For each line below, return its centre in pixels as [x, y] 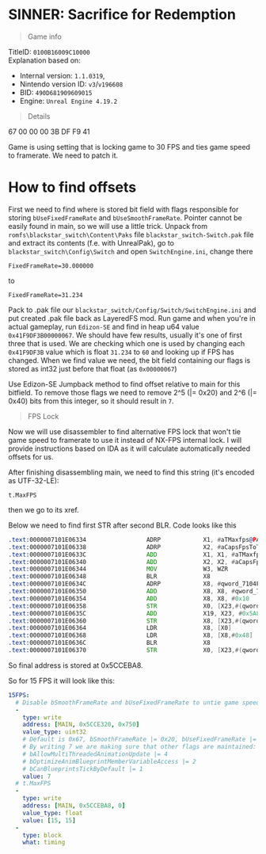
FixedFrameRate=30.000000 [51, 266]
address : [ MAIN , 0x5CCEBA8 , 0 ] [74, 806]
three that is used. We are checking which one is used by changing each [127, 343]
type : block [42, 835]
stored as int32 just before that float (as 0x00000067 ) [93, 368]
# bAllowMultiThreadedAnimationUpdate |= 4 [95, 754]
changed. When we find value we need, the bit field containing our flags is [129, 360]
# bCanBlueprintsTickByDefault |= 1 [83, 769]
